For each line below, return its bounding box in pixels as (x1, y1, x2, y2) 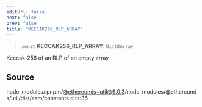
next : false (6, 15, 37, 21)
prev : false (6, 20, 37, 26)
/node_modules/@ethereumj (124, 88, 197, 95)
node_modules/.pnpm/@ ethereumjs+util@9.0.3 (6, 88, 125, 95)
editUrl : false (6, 9, 45, 15)
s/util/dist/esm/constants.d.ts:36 (6, 95, 88, 102)
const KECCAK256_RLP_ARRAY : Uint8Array (21, 43, 134, 50)
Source (6, 72, 35, 82)
